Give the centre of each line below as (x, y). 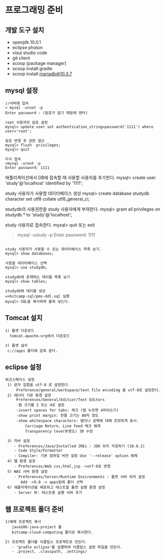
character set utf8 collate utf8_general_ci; (47, 199)
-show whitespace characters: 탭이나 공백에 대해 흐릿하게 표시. (78, 421)
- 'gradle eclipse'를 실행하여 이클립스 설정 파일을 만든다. (67, 547)
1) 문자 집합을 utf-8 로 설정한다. (39, 385)
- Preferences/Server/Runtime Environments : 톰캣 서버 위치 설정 (80, 477)
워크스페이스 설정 (20, 380)
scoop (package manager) (39, 63)
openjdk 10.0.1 (26, 42)
